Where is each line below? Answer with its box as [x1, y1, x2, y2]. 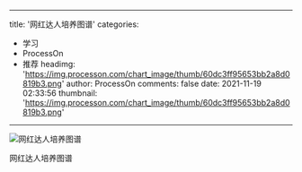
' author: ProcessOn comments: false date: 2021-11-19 [61, 78, 262, 89]
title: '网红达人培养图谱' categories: [9, 19, 139, 30]
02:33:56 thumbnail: [22, 88, 98, 99]
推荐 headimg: [22, 59, 76, 69]
